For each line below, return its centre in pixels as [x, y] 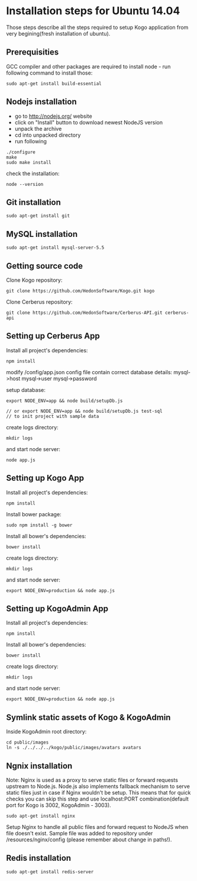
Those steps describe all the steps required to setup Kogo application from [97, 27]
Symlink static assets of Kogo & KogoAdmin [88, 717]
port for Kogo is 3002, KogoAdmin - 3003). [59, 805]
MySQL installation [42, 234]
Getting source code [45, 266]
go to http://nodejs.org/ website [54, 116]
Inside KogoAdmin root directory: [46, 732]
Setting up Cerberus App [53, 336]
